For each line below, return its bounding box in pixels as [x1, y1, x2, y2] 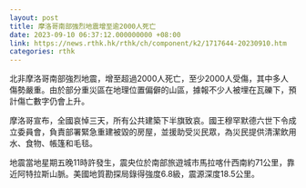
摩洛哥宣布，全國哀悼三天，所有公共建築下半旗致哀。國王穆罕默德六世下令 [9, 115, 289, 126]
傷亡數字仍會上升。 [16, 96, 89, 107]
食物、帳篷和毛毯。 [25, 138, 97, 149]
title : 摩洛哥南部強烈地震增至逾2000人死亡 [9, 22, 157, 31]
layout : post [9, 13, 59, 23]
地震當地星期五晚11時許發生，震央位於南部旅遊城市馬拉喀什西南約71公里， [9, 157, 288, 168]
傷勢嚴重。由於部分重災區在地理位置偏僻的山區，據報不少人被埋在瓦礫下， [9, 84, 289, 95]
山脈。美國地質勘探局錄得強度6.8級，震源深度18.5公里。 [48, 169, 260, 180]
